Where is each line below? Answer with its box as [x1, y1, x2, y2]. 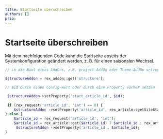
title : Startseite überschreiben [5, 7, 73, 12]
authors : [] [5, 12, 29, 16]
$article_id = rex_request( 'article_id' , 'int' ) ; [14, 116, 116, 121]
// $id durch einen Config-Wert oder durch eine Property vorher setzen [5, 85, 155, 90]
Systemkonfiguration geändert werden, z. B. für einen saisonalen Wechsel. [5, 58, 154, 64]
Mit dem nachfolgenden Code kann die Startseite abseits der [5, 53, 127, 59]
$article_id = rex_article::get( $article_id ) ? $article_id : [14, 121, 142, 126]
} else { [5, 112, 23, 117]
